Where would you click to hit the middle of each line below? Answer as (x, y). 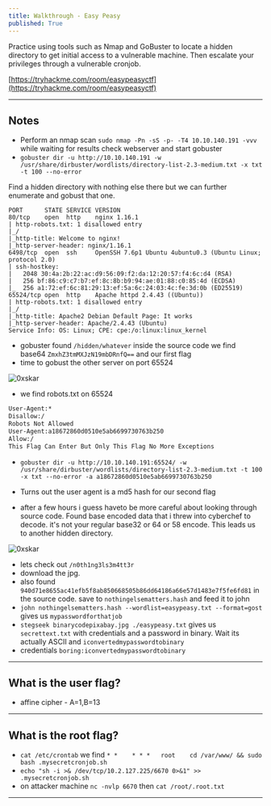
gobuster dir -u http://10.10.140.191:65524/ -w (103, 462)
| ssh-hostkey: (34, 267)
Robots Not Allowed (41, 424)
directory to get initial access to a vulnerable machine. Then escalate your (131, 55)
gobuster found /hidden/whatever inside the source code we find (128, 346)
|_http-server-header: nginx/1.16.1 (70, 246)
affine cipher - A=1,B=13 (60, 703)
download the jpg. (50, 573)
